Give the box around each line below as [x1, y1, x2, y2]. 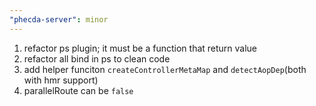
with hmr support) [23, 74, 99, 86]
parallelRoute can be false [23, 84, 134, 96]
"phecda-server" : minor [9, 14, 109, 25]
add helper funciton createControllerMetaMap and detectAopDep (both [23, 63, 307, 75]
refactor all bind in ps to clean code [23, 52, 171, 65]
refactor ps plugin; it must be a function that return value [23, 42, 258, 54]
